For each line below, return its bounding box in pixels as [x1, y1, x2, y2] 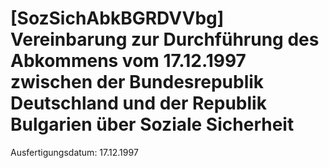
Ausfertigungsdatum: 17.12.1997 [10, 146, 139, 158]
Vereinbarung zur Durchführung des [10, 28, 320, 51]
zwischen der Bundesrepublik [10, 71, 265, 94]
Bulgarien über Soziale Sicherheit [10, 113, 295, 136]
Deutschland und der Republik [10, 92, 267, 115]
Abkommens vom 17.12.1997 [10, 50, 247, 72]
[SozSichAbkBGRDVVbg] [10, 7, 225, 30]
